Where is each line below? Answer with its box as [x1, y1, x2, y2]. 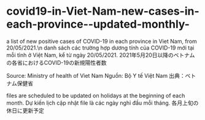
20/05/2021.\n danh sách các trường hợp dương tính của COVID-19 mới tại [6, 44, 195, 51]
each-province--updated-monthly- [6, 17, 190, 31]
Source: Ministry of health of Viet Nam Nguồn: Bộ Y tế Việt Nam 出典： [6, 72, 185, 79]
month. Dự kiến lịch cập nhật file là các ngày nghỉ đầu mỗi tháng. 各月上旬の [6, 99, 199, 107]
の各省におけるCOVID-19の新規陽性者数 [6, 59, 107, 66]
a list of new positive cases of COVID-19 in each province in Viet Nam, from [6, 37, 198, 45]
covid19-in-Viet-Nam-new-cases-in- [6, 4, 199, 18]
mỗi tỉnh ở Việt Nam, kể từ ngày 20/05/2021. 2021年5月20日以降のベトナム [6, 51, 195, 59]
